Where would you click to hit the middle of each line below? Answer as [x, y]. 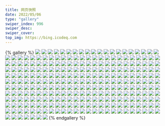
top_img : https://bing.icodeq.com [41, 38]
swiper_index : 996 [24, 24]
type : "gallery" [22, 19]
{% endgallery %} [67, 117]
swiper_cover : [20, 33]
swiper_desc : [19, 28]
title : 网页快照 [20, 10]
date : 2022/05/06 [23, 14]
